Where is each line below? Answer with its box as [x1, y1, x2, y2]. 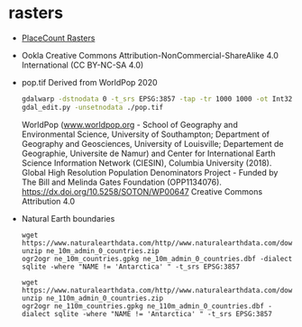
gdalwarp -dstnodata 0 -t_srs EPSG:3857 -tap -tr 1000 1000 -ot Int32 [21, 94, 293, 104]
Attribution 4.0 [21, 195, 76, 206]
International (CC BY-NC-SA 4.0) [21, 59, 144, 70]
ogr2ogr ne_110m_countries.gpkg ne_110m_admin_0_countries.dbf [21, 301, 265, 311]
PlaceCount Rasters [21, 32, 96, 43]
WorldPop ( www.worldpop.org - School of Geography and [21, 119, 238, 130]
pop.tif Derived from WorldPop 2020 [21, 77, 159, 87]
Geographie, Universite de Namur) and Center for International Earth [21, 148, 276, 159]
